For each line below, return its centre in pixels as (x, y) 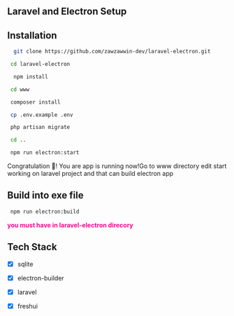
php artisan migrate (40, 128)
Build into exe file (45, 195)
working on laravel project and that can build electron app (90, 174)
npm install (31, 76)
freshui (28, 306)
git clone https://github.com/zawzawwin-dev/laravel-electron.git (112, 52)
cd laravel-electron (40, 64)
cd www (20, 89)
